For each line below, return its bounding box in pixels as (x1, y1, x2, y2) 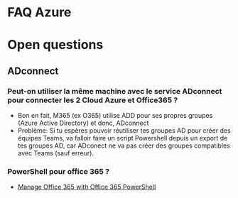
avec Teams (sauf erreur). (17, 149, 94, 158)
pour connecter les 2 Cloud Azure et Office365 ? (7, 95, 178, 105)
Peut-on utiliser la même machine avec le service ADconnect (7, 86, 222, 96)
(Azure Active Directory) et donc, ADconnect (17, 119, 149, 128)
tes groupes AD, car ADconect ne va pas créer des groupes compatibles (17, 141, 231, 150)
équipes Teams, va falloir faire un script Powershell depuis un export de (17, 134, 228, 143)
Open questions (7, 37, 104, 53)
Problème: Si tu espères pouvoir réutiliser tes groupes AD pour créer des (17, 126, 231, 135)
